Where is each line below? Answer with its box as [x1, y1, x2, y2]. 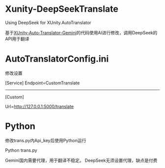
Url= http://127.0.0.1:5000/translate [5, 103, 74, 109]
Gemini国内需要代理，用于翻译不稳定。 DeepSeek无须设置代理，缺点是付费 [5, 157, 158, 163]
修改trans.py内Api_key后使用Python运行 [5, 137, 86, 143]
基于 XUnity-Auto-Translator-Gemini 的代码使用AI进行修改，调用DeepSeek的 [5, 29, 158, 35]
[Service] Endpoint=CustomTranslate [5, 80, 80, 86]
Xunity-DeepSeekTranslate [5, 3, 119, 15]
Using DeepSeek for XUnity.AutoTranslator [5, 20, 92, 25]
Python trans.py [5, 147, 38, 153]
